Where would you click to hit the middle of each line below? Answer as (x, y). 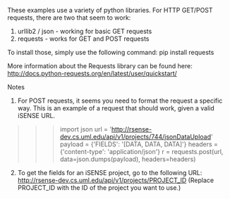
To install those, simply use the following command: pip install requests (111, 52)
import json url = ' (85, 129)
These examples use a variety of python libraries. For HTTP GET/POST (110, 10)
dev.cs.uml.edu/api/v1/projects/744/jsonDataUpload (135, 137)
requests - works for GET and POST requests (83, 39)
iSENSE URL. (36, 116)
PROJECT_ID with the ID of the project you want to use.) (99, 188)
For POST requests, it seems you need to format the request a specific (120, 101)
